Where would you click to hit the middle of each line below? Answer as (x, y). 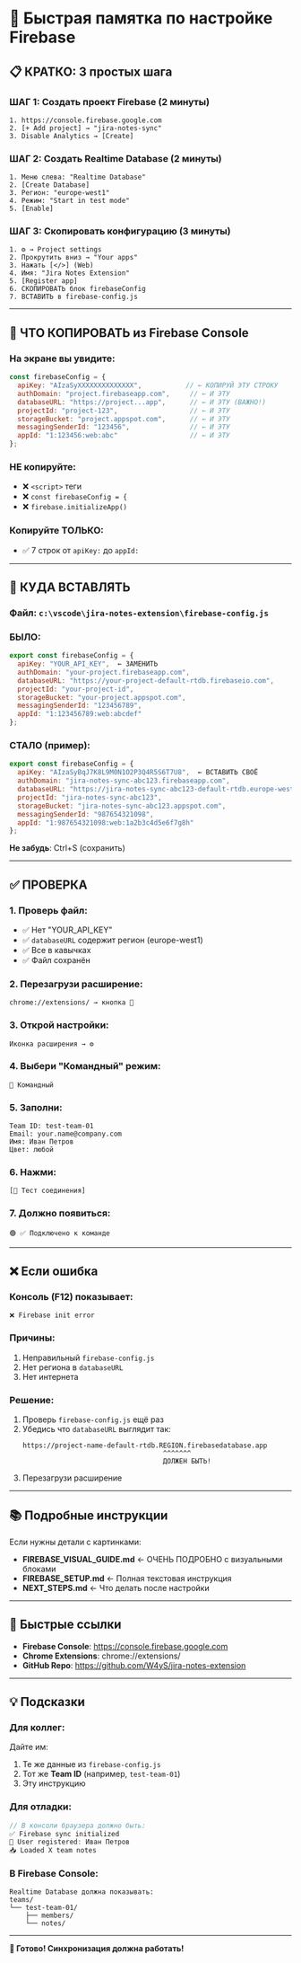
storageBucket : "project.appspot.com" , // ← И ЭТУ (124, 419)
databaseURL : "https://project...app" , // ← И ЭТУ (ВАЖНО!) (142, 402)
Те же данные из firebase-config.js (91, 1764)
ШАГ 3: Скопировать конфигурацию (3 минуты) (120, 231)
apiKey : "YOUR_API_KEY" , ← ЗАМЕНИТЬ (88, 664)
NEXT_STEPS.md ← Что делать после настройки (116, 1587)
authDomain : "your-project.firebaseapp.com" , (104, 672)
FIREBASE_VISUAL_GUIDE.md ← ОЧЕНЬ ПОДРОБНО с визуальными (152, 1559)
